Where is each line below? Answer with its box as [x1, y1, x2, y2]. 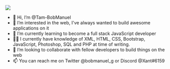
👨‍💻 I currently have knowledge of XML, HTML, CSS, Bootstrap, [12, 36, 145, 42]
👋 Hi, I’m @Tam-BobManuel [12, 14, 71, 20]
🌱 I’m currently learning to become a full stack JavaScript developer [12, 30, 156, 37]
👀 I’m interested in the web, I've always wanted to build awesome [12, 20, 151, 25]
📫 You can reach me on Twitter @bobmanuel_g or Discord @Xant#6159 [12, 58, 165, 63]
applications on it [12, 25, 50, 31]
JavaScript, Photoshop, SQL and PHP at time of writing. [12, 41, 130, 47]
